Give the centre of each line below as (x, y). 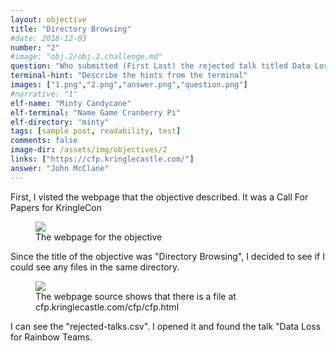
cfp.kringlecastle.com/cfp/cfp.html (107, 307)
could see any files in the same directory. (95, 267)
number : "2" (35, 47)
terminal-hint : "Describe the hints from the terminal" (129, 76)
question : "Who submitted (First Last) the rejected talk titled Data (160, 66)
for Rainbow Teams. (51, 337)
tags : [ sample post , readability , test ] (96, 131)
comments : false (44, 141)
